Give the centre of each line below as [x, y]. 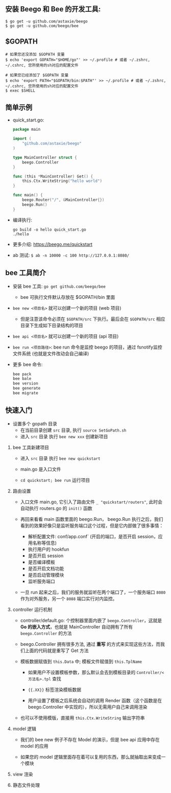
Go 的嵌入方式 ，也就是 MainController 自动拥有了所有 [77, 626]
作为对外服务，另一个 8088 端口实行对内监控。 [69, 598]
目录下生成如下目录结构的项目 [52, 325]
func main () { [28, 195]
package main [27, 130]
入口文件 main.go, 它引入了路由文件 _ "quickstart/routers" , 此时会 [91, 502]
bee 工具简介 [26, 273]
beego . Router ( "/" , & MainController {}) [63, 200]
